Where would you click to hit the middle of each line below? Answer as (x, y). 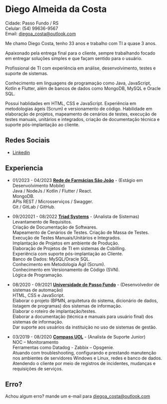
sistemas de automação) (38, 290)
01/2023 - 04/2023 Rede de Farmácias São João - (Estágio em (78, 180)
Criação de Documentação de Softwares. (55, 227)
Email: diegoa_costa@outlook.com (41, 33)
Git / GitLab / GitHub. (34, 206)
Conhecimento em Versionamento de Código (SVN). (66, 269)
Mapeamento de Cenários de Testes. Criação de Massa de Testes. (81, 232)
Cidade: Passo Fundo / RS (32, 23)
